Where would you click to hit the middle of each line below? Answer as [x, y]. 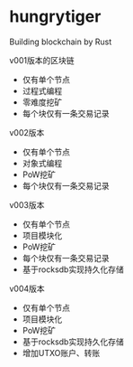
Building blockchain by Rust [61, 42]
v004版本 [27, 288]
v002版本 [27, 132]
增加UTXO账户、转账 [61, 353]
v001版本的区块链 [42, 60]
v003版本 [27, 204]
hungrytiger [55, 17]
